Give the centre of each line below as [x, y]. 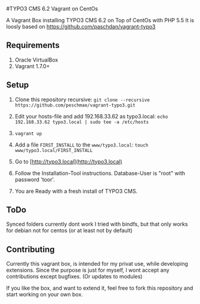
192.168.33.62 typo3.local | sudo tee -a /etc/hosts [82, 122]
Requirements [33, 45]
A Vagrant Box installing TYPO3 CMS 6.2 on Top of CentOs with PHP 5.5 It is [100, 20]
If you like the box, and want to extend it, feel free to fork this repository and [100, 288]
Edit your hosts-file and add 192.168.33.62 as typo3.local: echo [91, 116]
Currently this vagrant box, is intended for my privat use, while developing [97, 264]
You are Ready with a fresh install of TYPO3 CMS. [76, 191]
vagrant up [28, 133]
